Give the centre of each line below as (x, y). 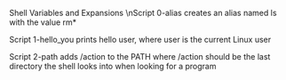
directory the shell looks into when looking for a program (113, 66)
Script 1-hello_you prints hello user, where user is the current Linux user (140, 40)
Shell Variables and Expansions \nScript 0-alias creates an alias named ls (143, 13)
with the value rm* (43, 22)
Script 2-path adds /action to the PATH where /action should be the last (140, 56)
